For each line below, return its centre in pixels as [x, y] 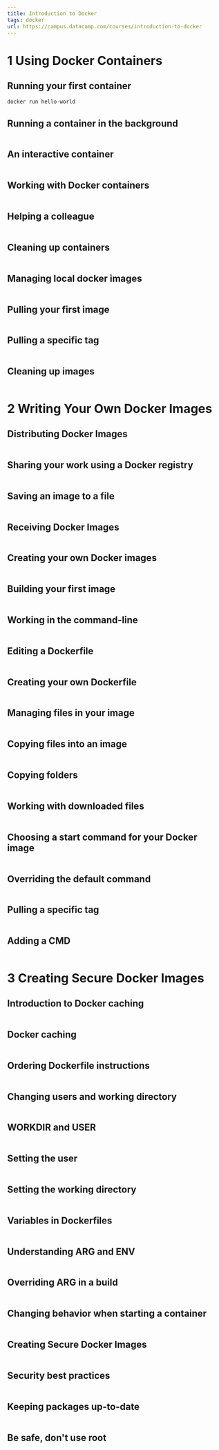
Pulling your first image [58, 309]
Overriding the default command [79, 879]
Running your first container [69, 86]
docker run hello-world [41, 102]
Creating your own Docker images [82, 558]
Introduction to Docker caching [76, 1003]
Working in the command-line [73, 620]
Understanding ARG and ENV [71, 1251]
